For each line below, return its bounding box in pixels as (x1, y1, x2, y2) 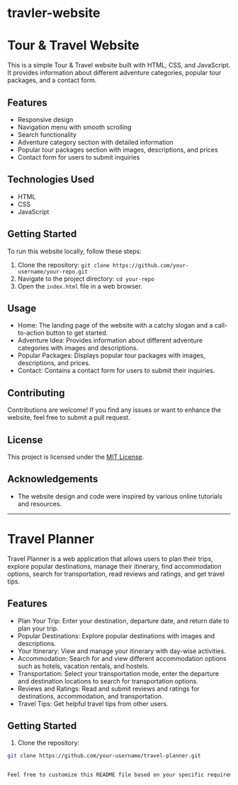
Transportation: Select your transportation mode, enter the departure (17, 669, 220, 678)
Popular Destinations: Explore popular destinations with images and (17, 631, 215, 640)
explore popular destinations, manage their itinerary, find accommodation (7, 562, 222, 570)
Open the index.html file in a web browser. (17, 282, 143, 290)
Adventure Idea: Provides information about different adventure (17, 336, 203, 345)
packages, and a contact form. (7, 76, 97, 84)
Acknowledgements (7, 473, 98, 485)
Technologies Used (7, 174, 94, 186)
